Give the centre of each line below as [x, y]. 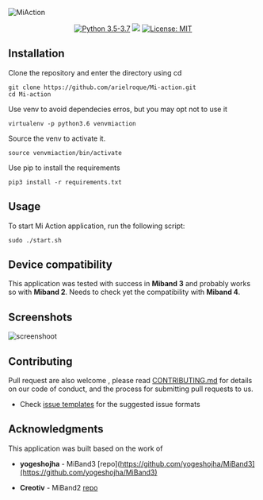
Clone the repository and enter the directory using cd [95, 72]
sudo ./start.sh [35, 240]
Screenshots [40, 317]
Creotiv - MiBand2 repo [59, 487]
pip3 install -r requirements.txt [65, 182]
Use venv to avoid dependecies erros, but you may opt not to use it [118, 109]
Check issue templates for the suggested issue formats [110, 405]
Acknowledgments [56, 429]
